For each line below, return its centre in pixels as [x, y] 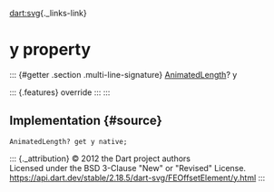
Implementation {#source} [86, 121]
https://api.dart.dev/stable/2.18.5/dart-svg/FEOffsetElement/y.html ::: [137, 178]
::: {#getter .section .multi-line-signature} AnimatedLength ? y [123, 74]
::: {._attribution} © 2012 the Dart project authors [100, 158]
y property [50, 50]
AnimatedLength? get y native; [68, 141]
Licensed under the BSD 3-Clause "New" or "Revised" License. [128, 168]
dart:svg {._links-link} [49, 13]
